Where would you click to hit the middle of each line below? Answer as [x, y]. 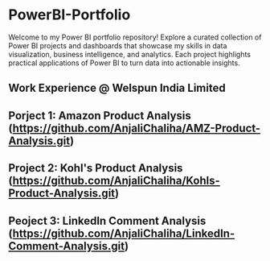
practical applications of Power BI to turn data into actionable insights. [124, 63]
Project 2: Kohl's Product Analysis [96, 168]
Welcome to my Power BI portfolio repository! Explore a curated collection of [135, 37]
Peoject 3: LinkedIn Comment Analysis [107, 220]
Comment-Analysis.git [67, 246]
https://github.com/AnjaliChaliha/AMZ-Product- [137, 128]
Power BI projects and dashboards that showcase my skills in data [118, 45]
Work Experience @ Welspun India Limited [117, 88]
